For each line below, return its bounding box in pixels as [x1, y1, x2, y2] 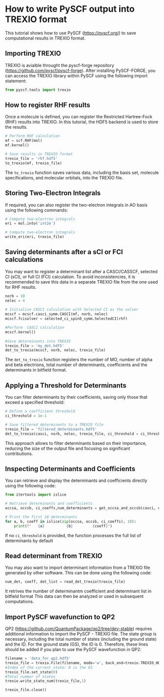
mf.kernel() [5, 143, 29, 148]
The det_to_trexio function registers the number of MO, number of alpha [5, 357, 153, 363]
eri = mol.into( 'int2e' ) [5, 221, 56, 226]
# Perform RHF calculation [5, 133, 60, 139]
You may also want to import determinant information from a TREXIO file [5, 565, 150, 570]
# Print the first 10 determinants [5, 514, 78, 519]
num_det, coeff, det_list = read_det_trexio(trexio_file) [5, 579, 125, 585]
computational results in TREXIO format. [5, 35, 86, 41]
